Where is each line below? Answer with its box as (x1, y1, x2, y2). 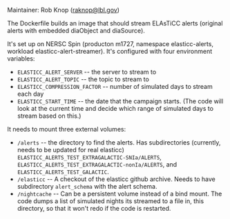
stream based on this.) (17, 112, 82, 120)
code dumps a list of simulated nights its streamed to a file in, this (17, 197, 204, 205)
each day (17, 90, 44, 98)
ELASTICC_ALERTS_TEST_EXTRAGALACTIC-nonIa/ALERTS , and (17, 160, 178, 168)
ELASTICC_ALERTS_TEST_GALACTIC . (17, 168, 109, 176)
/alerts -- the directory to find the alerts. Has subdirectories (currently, (17, 138, 221, 147)
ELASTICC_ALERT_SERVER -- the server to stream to (17, 68, 157, 76)
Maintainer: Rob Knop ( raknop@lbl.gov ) (7, 6, 119, 14)
